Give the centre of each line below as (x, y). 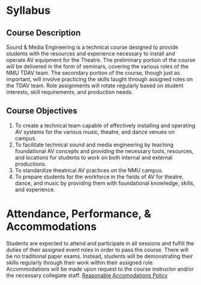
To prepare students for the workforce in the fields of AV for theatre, (99, 177)
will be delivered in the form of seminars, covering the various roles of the (97, 66)
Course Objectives (42, 111)
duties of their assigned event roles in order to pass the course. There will (97, 249)
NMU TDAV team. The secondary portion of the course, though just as (93, 73)
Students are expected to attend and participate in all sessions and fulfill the (100, 243)
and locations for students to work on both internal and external (94, 157)
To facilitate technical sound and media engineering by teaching (94, 145)
